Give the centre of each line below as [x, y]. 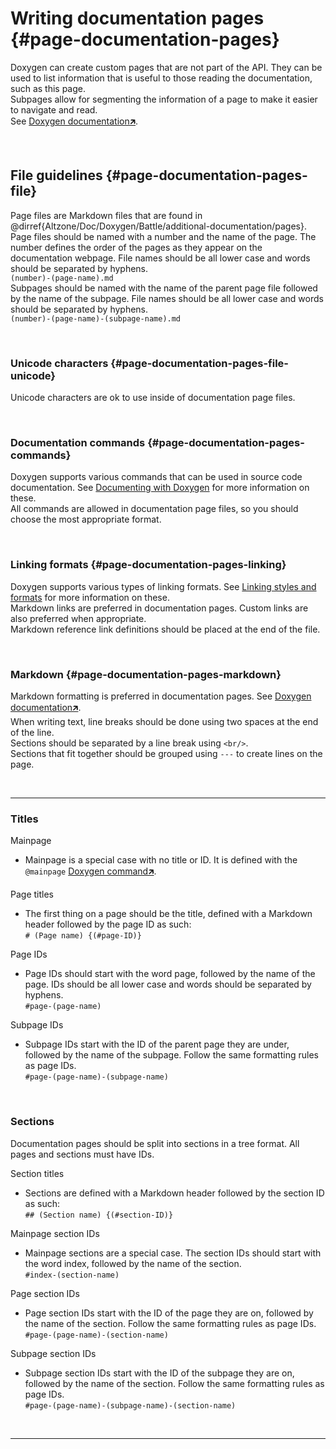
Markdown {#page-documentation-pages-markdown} [146, 674]
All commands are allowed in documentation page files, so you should [154, 509]
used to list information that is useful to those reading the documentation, [161, 78]
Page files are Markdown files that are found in [106, 215]
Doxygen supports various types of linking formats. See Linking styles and [163, 586]
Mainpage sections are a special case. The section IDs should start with [173, 1253]
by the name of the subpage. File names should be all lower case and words [167, 298]
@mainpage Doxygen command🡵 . [90, 871]
